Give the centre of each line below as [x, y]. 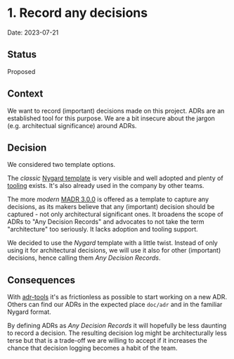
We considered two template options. [61, 165]
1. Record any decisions [78, 13]
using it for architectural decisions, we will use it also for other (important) [114, 251]
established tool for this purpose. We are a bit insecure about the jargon [111, 118]
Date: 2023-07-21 [33, 32]
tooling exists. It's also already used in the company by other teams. [106, 186]
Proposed [21, 71]
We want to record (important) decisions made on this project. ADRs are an [116, 111]
